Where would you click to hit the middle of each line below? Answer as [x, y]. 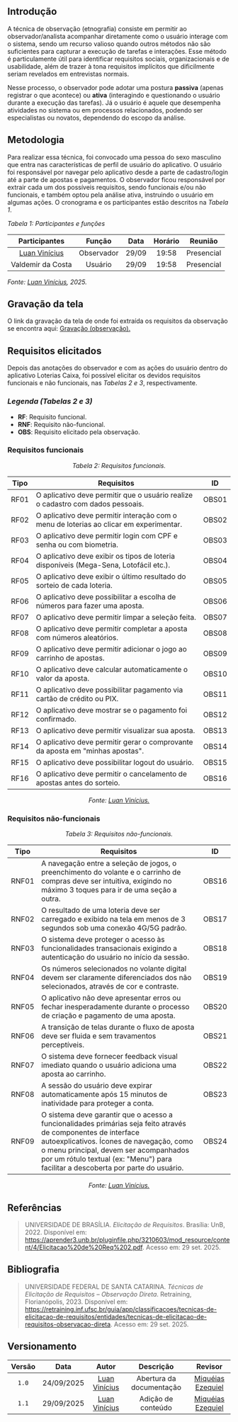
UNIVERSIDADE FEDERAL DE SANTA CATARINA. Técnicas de [114, 1286]
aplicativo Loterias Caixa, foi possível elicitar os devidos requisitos [104, 375]
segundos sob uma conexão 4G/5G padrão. [114, 928]
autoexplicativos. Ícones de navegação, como [117, 1142]
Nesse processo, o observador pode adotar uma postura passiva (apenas [116, 87]
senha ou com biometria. [77, 545]
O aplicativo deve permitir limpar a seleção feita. [116, 617]
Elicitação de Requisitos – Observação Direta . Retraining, [108, 1294]
